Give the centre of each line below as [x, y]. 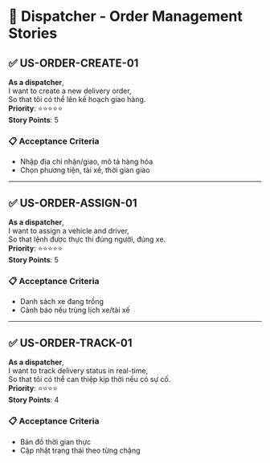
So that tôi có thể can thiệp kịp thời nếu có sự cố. [90, 380]
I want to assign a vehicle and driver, [69, 231]
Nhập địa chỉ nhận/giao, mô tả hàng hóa [86, 162]
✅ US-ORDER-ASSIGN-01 [73, 203]
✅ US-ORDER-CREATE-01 [74, 63]
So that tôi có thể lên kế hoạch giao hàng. [77, 99]
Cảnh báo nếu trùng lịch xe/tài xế [75, 310]
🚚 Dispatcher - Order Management [125, 16]
